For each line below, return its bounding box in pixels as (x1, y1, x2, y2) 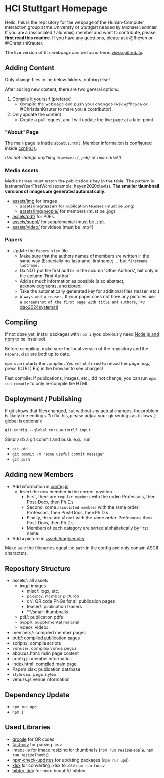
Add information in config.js (12, 484, 69, 490)
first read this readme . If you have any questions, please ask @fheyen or (5, 35, 153, 41)
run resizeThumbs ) (12, 752, 49, 758)
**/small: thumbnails (26, 609, 69, 615)
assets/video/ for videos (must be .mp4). (12, 224, 95, 230)
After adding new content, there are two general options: (5, 86, 120, 92)
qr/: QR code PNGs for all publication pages (26, 598, 115, 604)
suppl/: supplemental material (19, 619, 80, 625)
